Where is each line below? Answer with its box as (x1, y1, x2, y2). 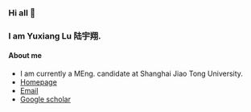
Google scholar (19, 94, 71, 104)
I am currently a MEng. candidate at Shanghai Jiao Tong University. (19, 68, 244, 79)
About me (8, 51, 43, 60)
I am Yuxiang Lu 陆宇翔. (8, 30, 101, 41)
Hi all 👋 (8, 7, 36, 19)
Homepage (19, 77, 58, 87)
